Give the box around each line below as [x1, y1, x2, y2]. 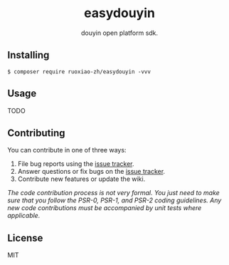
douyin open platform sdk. [80, 28, 159, 37]
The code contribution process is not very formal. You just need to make [7, 189, 220, 197]
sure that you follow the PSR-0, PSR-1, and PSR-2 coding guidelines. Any [7, 196, 222, 204]
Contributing [7, 127, 65, 139]
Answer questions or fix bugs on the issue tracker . [17, 167, 166, 176]
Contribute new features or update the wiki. [17, 175, 146, 183]
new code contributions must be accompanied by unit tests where [7, 204, 202, 212]
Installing [7, 49, 50, 61]
